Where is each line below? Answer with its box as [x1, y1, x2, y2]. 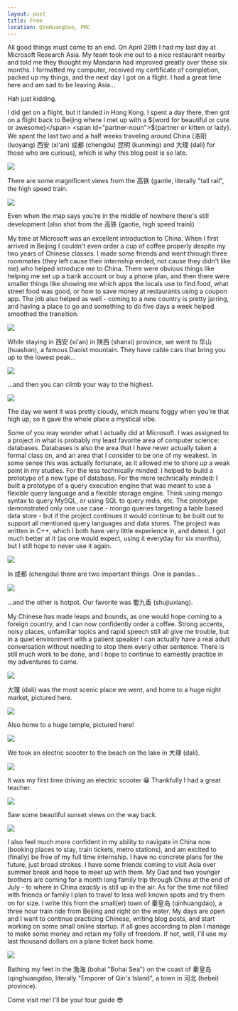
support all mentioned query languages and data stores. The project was [7, 519, 220, 528]
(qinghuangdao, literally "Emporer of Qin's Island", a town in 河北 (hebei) [7, 974, 220, 983]
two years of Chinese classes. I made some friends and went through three [7, 249, 227, 258]
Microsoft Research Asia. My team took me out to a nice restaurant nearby [7, 50, 225, 59]
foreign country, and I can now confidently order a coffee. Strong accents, [7, 620, 225, 628]
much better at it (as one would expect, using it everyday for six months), [7, 534, 222, 543]
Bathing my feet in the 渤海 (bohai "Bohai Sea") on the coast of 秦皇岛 [7, 965, 212, 973]
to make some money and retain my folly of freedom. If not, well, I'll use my [7, 929, 227, 938]
